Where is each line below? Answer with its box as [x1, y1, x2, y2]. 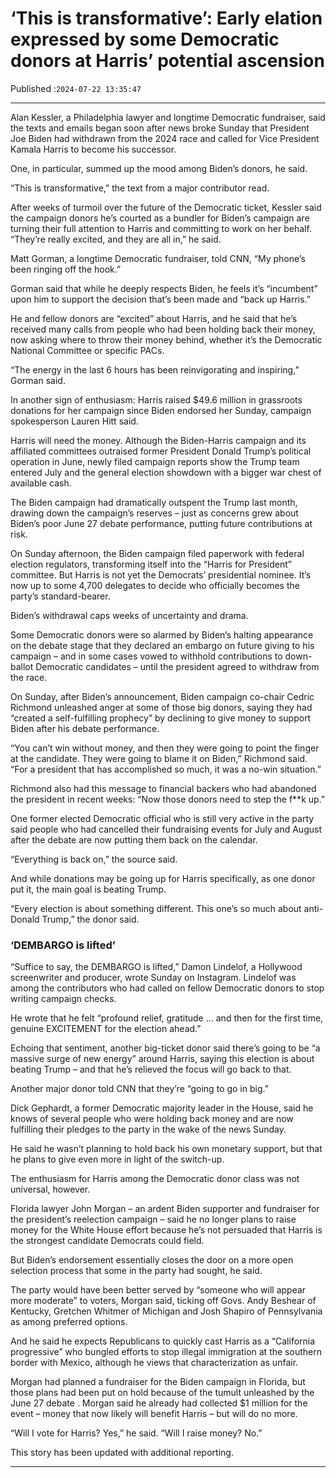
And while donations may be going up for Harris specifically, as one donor [10, 872, 316, 884]
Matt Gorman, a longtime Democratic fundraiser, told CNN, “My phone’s [10, 252, 306, 264]
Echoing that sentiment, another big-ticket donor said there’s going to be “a [10, 1042, 321, 1054]
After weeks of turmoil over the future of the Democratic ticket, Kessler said [10, 201, 322, 213]
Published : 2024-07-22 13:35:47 [10, 82, 142, 94]
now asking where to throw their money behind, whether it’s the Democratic [10, 333, 323, 346]
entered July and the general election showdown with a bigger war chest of [10, 466, 322, 478]
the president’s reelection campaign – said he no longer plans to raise [10, 1213, 297, 1226]
